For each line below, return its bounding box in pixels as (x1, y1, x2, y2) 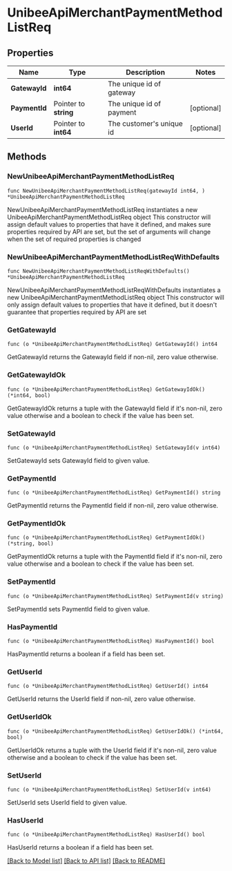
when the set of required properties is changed (7, 235, 142, 243)
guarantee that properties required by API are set (7, 307, 147, 316)
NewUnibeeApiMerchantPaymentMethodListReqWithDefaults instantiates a (7, 285, 221, 294)
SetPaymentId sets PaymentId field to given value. (7, 604, 150, 613)
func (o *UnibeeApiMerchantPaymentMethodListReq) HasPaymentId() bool (7, 638, 215, 645)
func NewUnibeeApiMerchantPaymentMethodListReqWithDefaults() (7, 267, 190, 274)
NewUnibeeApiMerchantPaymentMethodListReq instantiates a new (7, 205, 198, 213)
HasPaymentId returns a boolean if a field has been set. (7, 650, 166, 658)
